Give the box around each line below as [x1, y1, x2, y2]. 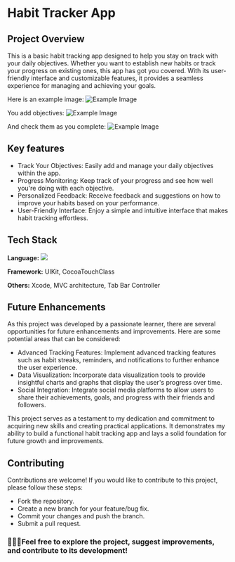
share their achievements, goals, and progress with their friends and [17, 393, 215, 402]
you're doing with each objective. [17, 184, 114, 192]
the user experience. [17, 364, 78, 372]
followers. [17, 401, 46, 409]
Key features [7, 143, 65, 155]
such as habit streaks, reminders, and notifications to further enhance [17, 356, 220, 364]
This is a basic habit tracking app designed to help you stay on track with [7, 51, 219, 60]
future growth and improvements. [7, 437, 104, 445]
